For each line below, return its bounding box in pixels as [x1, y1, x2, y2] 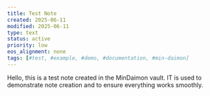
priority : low [7, 42, 48, 49]
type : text [7, 29, 39, 36]
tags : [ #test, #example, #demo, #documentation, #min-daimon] [7, 55, 189, 62]
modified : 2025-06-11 [7, 23, 70, 29]
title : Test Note [7, 10, 57, 17]
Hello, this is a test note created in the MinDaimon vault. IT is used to [7, 73, 202, 82]
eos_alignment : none [7, 49, 67, 56]
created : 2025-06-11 [7, 16, 67, 23]
